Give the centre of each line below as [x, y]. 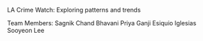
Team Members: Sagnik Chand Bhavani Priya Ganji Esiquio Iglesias [102, 23]
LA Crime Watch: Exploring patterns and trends [74, 10]
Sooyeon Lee [26, 30]
